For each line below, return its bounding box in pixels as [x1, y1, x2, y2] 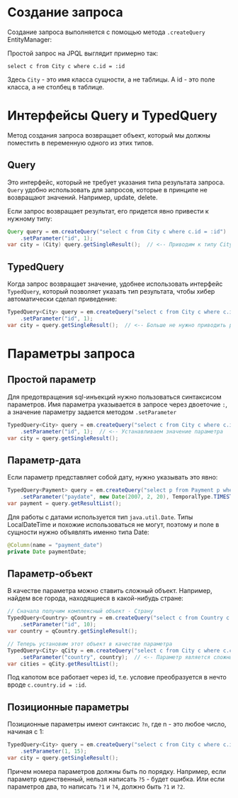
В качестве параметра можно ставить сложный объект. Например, [7, 587, 212, 595]
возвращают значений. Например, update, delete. [7, 193, 158, 201]
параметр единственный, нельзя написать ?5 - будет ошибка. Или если [7, 775, 225, 783]
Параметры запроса [7, 345, 135, 362]
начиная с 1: [7, 728, 44, 736]
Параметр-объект [7, 567, 93, 580]
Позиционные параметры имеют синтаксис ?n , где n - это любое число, [7, 720, 227, 728]
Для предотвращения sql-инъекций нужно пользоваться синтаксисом [7, 392, 222, 401]
